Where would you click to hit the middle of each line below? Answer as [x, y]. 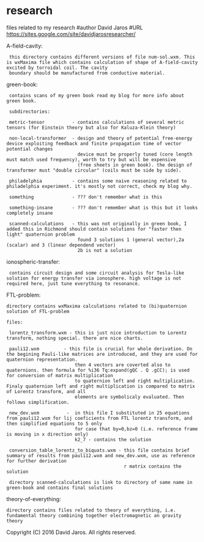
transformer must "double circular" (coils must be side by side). [94, 170]
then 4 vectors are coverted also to [122, 365]
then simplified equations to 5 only [54, 424]
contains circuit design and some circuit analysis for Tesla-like [97, 273]
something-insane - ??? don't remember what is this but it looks [104, 208]
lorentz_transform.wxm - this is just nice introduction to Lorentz [98, 333]
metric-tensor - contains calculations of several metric [97, 122]
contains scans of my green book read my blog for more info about [97, 95]
